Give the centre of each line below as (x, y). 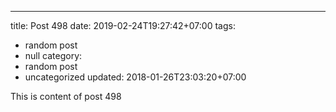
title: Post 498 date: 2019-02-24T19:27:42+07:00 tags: (123, 25)
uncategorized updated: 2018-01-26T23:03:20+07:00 (135, 77)
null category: (53, 55)
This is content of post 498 (66, 96)
